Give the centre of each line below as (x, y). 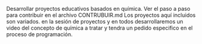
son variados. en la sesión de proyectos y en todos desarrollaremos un (95, 21)
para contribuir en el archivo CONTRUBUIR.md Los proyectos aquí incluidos (101, 15)
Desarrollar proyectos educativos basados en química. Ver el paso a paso (98, 9)
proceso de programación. (39, 34)
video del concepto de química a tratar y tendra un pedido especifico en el (99, 28)
